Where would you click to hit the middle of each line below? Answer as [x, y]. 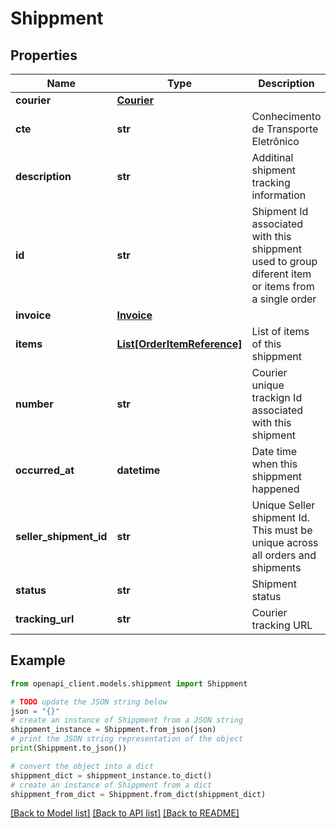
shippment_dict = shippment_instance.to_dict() [111, 775]
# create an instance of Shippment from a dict [111, 785]
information [279, 195]
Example [38, 660]
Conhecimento [286, 116]
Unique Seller [283, 505]
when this [274, 464]
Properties [44, 55]
